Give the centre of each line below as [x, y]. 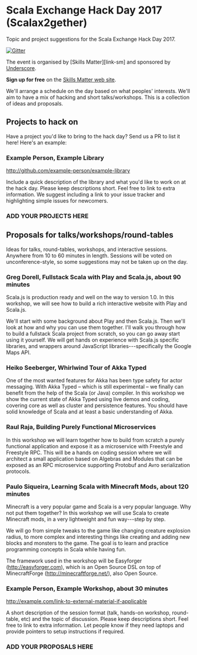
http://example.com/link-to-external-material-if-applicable [76, 601]
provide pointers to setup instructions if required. [66, 631]
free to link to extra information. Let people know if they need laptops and [95, 626]
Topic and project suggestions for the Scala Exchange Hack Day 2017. [91, 39]
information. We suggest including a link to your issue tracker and [86, 194]
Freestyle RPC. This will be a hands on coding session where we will [89, 452]
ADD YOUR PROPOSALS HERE [50, 647]
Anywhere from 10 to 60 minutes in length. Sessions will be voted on [89, 255]
